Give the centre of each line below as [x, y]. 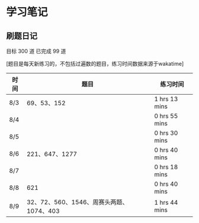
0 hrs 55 [166, 116]
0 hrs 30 [166, 133]
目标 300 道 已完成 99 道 [36, 51]
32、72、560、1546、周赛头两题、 [77, 202]
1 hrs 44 [166, 203]
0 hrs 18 [166, 167]
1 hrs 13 [166, 99]
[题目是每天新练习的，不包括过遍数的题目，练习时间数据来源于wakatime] [95, 64]
